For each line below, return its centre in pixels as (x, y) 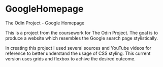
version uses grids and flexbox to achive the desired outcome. (70, 58)
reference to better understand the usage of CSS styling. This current (78, 53)
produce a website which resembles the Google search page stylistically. (82, 38)
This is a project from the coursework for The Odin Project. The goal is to (82, 32)
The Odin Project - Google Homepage (45, 23)
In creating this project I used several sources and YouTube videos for (78, 48)
